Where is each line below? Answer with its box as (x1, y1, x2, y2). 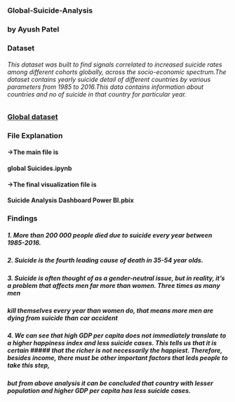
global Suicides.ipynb (7, 164, 72, 173)
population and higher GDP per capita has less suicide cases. (7, 386, 192, 394)
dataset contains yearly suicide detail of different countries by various (7, 76, 211, 84)
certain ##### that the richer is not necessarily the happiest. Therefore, (7, 346, 223, 355)
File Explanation (7, 130, 63, 140)
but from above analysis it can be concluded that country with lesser (7, 379, 214, 387)
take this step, (7, 361, 51, 370)
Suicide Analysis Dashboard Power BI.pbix (7, 196, 135, 205)
